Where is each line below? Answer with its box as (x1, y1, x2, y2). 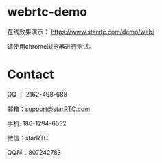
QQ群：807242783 (7, 148, 62, 156)
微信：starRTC (7, 134, 49, 142)
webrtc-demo (7, 4, 88, 20)
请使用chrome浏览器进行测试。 (7, 42, 95, 50)
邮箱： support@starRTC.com (7, 104, 91, 113)
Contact (7, 66, 54, 82)
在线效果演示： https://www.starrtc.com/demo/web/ (7, 27, 155, 36)
